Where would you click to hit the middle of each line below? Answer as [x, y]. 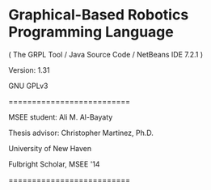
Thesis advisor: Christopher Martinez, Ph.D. [81, 133]
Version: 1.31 [29, 70]
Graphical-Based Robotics [99, 15]
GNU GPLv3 [28, 86]
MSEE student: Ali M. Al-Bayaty [61, 117]
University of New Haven [50, 148]
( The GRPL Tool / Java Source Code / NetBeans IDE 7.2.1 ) [106, 54]
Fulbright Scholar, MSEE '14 [54, 164]
